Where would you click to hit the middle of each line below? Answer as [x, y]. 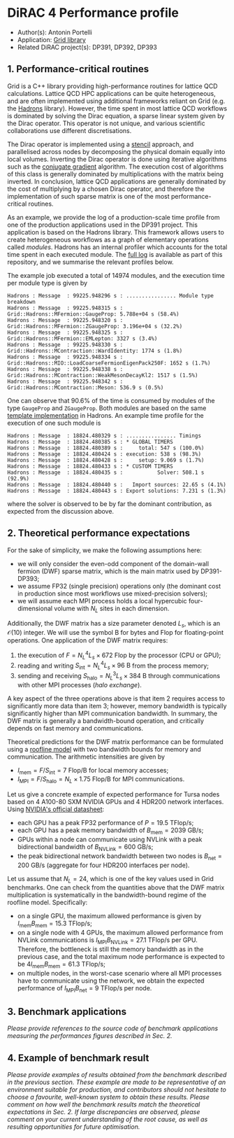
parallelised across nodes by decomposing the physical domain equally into [116, 151]
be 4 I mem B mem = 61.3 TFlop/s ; [61, 965]
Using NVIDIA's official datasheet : [56, 809]
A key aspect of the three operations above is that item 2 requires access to [116, 698]
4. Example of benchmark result [78, 1058]
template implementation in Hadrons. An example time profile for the [105, 415]
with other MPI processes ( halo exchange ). [79, 684]
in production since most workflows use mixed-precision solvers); [112, 593]
